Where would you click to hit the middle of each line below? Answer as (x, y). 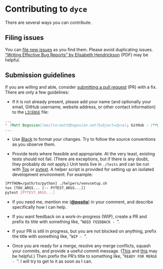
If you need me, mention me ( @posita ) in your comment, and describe (83, 202)
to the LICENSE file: (30, 112)
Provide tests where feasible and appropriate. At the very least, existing (83, 154)
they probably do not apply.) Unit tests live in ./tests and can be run (81, 164)
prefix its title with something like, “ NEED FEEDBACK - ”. (66, 221)
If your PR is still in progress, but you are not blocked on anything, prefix (84, 231)
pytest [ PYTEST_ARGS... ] (30, 192)
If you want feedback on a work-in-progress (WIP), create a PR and (79, 216)
